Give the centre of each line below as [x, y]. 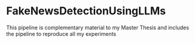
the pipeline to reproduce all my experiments [61, 33]
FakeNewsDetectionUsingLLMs [86, 11]
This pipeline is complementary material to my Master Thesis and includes [98, 27]
